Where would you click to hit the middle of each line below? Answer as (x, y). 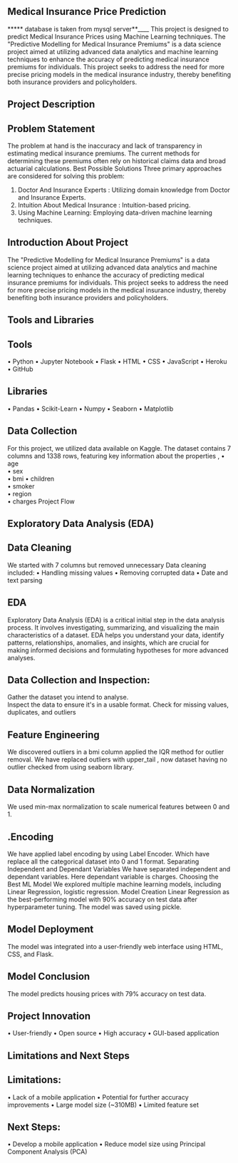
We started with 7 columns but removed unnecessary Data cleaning (107, 565)
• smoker (21, 486)
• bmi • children (31, 478)
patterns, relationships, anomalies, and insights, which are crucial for (108, 642)
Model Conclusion (49, 977)
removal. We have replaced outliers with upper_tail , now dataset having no (118, 759)
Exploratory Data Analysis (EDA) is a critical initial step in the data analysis (116, 620)
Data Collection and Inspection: (79, 680)
